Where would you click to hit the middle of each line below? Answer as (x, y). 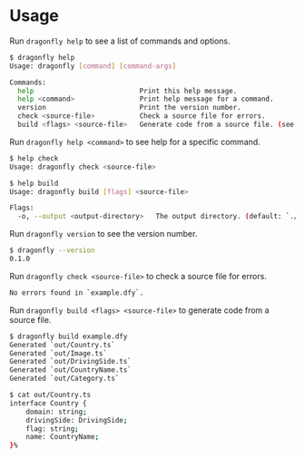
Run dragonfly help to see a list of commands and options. (120, 41)
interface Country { (49, 403)
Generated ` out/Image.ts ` (58, 353)
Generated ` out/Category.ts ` (64, 379)
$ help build (34, 183)
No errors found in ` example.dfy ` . (77, 292)
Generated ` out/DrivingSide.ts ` (70, 362)
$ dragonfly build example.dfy (69, 336)
